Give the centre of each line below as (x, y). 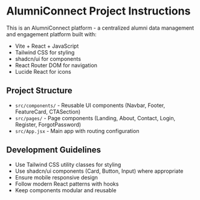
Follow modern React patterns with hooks (67, 184)
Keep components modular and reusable (66, 190)
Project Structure (39, 91)
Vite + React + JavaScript (47, 46)
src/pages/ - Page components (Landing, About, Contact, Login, (95, 118)
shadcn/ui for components (48, 59)
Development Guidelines (54, 150)
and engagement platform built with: (51, 34)
